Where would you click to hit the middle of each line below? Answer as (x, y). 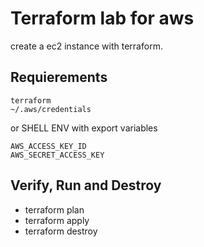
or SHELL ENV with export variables (84, 128)
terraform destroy (61, 231)
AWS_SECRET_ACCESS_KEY (57, 155)
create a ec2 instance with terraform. (86, 46)
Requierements (59, 77)
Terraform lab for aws (102, 18)
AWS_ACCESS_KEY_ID (48, 146)
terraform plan (54, 209)
